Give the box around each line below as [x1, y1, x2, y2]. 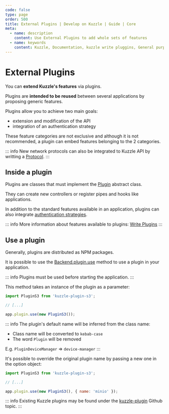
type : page [5, 12, 28, 17]
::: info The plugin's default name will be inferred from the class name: [5, 321, 151, 327]
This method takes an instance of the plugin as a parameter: [5, 284, 130, 290]
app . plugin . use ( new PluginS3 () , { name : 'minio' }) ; [5, 389, 118, 394]
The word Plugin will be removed [12, 336, 81, 342]
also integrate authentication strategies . [5, 212, 88, 218]
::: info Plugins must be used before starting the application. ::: [5, 274, 134, 280]
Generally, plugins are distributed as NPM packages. [5, 249, 114, 255]
